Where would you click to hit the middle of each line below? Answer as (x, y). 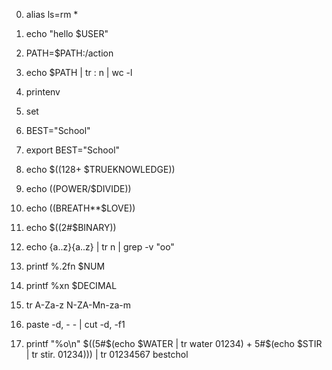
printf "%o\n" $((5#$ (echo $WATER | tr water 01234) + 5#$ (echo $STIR (174, 343)
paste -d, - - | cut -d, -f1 (75, 324)
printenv (43, 92)
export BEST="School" (73, 150)
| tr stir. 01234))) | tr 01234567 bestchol (107, 354)
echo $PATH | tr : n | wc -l (79, 72)
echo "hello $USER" (67, 33)
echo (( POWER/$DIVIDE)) (78, 188)
